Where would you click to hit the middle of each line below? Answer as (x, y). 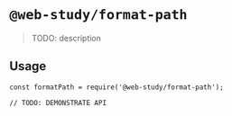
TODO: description (66, 38)
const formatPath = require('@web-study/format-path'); (116, 87)
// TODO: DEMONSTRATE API (58, 103)
